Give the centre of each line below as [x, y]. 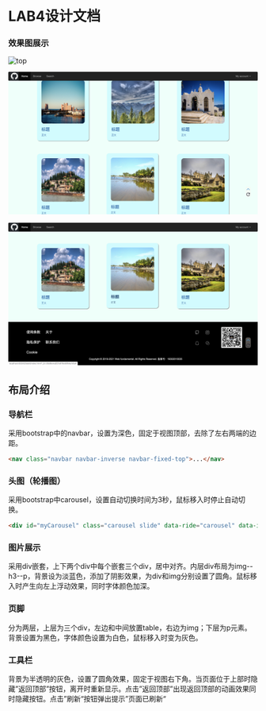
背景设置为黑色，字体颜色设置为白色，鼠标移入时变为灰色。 [105, 637]
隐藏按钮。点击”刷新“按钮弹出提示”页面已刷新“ [90, 698]
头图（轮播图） [37, 481]
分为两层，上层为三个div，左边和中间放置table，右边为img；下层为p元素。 [130, 628]
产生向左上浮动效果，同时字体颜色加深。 [88, 586]
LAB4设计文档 [55, 16]
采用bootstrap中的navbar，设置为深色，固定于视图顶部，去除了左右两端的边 [133, 433]
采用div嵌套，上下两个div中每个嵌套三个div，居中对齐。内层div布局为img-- [131, 566]
